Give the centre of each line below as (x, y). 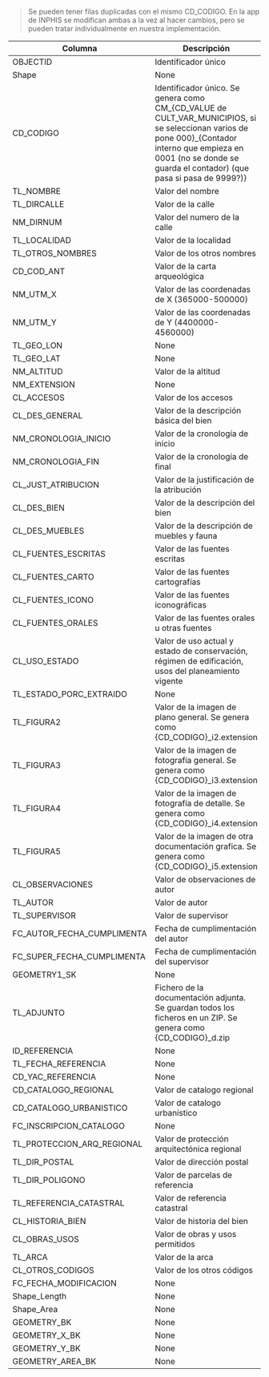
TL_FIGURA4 (37, 808)
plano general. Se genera (202, 717)
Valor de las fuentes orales (205, 618)
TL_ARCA (30, 1257)
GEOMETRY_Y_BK (47, 1348)
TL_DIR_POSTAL (43, 1162)
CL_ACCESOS (39, 398)
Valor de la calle (185, 204)
